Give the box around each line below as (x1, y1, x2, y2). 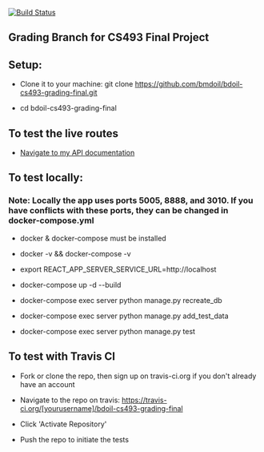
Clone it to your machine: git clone (19, 79, 134, 89)
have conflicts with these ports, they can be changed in (8, 205, 229, 216)
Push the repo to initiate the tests (19, 434, 130, 444)
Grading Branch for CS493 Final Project (8, 30, 210, 44)
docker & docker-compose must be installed (19, 233, 166, 243)
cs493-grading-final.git (19, 88, 98, 98)
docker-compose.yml (8, 215, 94, 226)
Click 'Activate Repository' (19, 419, 107, 429)
